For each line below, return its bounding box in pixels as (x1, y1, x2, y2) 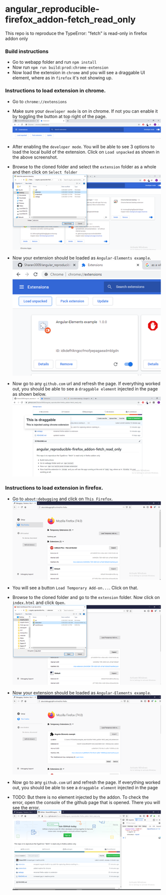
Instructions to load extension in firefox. (5, 484, 104, 491)
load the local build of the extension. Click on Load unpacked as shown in (12, 149, 160, 155)
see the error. (12, 805, 40, 811)
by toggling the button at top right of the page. (12, 113, 107, 119)
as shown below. (12, 391, 47, 397)
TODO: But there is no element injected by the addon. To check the (12, 794, 149, 800)
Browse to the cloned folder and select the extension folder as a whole (12, 164, 157, 170)
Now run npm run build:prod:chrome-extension (12, 64, 109, 70)
